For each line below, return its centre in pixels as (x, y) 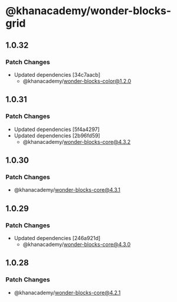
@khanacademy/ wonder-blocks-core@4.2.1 (67, 293)
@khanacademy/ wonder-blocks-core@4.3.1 (67, 190)
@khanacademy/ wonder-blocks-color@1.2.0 (77, 81)
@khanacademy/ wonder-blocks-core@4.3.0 (76, 244)
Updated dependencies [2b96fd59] (57, 135)
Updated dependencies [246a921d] (57, 238)
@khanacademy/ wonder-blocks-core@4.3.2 (76, 142)
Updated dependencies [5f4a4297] (57, 129)
